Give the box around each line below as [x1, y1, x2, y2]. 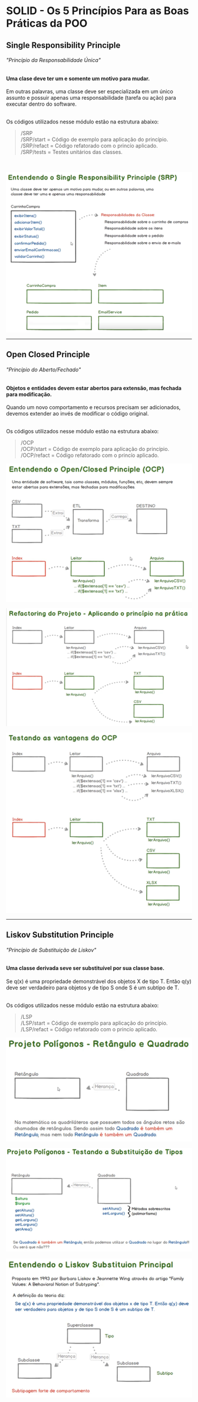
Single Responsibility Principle [6, 40, 121, 50]
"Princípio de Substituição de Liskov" [6, 946, 97, 953]
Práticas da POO [6, 17, 88, 30]
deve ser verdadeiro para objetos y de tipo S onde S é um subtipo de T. [6, 984, 180, 991]
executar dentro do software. [6, 100, 77, 107]
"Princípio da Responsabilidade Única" [6, 57, 101, 64]
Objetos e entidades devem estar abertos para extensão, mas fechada [6, 384, 181, 391]
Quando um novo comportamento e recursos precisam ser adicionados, [6, 404, 181, 411]
